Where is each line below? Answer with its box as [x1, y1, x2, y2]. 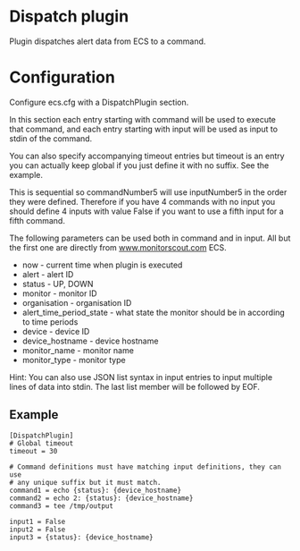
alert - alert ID [21, 268, 74, 279]
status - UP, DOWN [21, 278, 94, 289]
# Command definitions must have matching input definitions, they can [9, 462, 281, 471]
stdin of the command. [9, 132, 93, 144]
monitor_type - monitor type [21, 354, 127, 365]
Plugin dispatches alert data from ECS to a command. [9, 36, 206, 47]
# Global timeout [9, 438, 74, 448]
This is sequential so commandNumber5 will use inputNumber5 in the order [9, 186, 287, 198]
